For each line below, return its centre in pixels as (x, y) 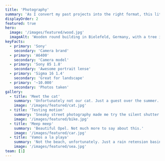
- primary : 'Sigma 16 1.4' (37, 74)
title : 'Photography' (27, 10)
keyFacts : (15, 42)
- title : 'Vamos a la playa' (39, 137)
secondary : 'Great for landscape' (49, 78)
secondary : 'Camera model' (41, 60)
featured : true (21, 23)
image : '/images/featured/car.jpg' (50, 133)
